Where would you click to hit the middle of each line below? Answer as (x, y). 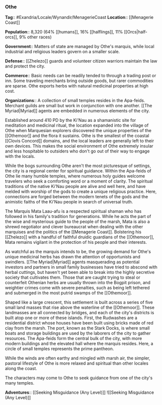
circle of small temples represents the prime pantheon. (59, 349)
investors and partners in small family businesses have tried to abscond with (81, 267)
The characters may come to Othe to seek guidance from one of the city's (79, 378)
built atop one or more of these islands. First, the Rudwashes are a (71, 318)
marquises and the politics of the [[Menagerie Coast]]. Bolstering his (73, 232)
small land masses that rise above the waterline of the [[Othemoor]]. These (80, 307)
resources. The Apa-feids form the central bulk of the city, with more (74, 338)
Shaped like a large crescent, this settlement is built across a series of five (79, 303)
